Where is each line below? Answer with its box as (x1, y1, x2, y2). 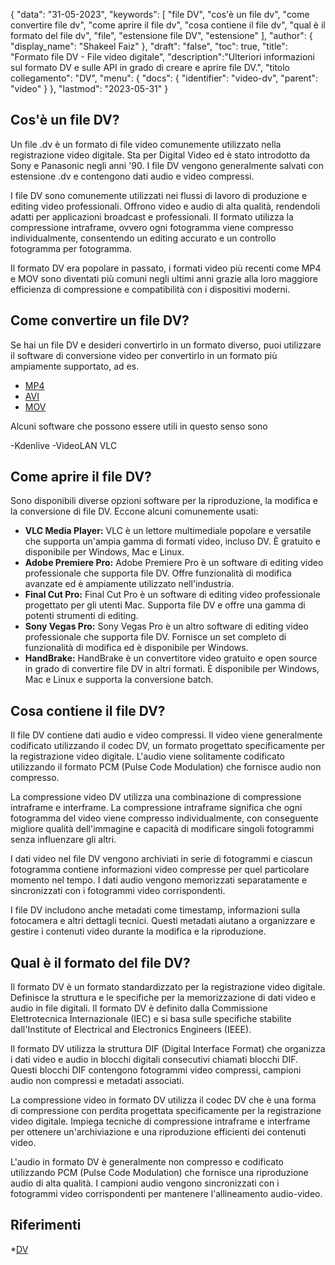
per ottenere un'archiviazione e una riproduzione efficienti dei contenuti (10, 1126, 307, 1138)
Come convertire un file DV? (10, 312, 190, 329)
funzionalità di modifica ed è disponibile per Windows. (24, 642, 249, 654)
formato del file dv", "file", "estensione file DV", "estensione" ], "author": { (10, 30, 313, 41)
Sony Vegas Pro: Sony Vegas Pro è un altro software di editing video (24, 620, 309, 633)
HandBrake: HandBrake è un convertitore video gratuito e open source (24, 652, 318, 664)
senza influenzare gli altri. (10, 834, 117, 846)
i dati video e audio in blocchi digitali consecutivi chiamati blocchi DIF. (10, 1054, 299, 1066)
